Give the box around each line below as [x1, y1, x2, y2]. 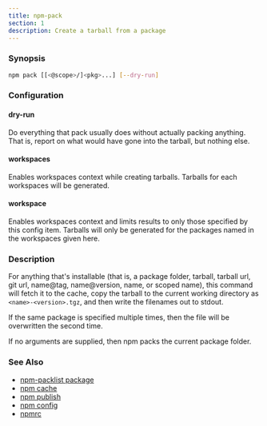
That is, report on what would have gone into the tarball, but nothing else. [8, 136, 250, 145]
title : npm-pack [8, 11, 62, 20]
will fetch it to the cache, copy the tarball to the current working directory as [8, 289, 259, 298]
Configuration [8, 90, 64, 101]
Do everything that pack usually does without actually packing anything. [8, 127, 246, 137]
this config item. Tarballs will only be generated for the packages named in [8, 225, 254, 235]
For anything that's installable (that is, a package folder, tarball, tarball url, [8, 272, 251, 281]
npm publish [19, 392, 62, 401]
